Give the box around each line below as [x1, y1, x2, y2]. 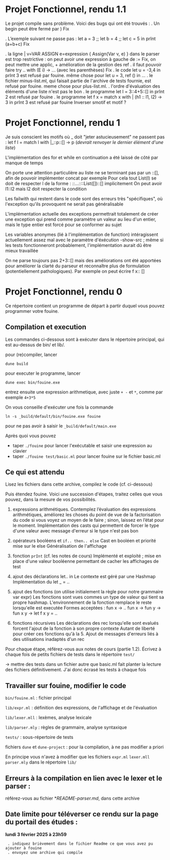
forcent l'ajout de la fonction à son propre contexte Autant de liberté [12, 625, 155, 632]
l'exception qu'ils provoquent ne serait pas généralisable [5, 201, 123, 207]
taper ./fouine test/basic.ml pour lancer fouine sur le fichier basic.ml [12, 453, 161, 459]
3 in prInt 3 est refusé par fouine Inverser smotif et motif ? [5, 99, 126, 105]
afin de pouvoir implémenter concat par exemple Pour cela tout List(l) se [5, 175, 157, 181]
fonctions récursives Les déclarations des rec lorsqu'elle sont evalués [12, 620, 159, 626]
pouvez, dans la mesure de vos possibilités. [5, 496, 96, 503]
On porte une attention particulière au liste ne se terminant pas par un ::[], [5, 169, 159, 175]
